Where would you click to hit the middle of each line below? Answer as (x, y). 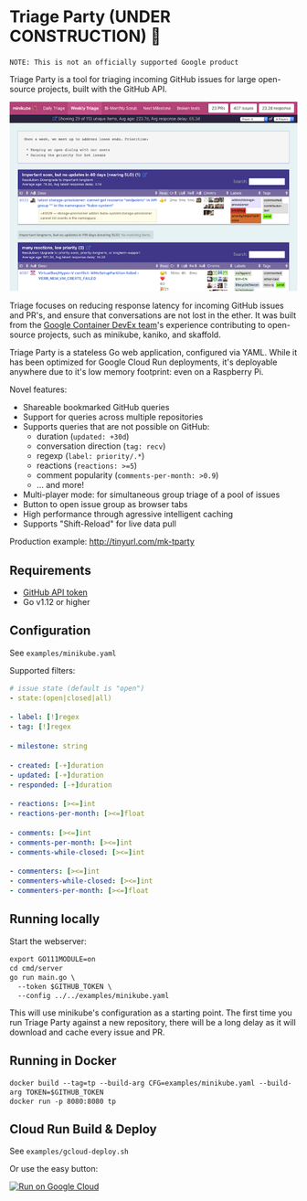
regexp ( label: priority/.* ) (90, 456)
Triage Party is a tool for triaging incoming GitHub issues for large (133, 79)
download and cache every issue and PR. (87, 1032)
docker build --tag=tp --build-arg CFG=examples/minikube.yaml (132, 1083)
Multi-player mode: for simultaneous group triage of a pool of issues (151, 494)
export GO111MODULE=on (53, 959)
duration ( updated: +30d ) (83, 437)
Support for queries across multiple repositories (113, 417)
